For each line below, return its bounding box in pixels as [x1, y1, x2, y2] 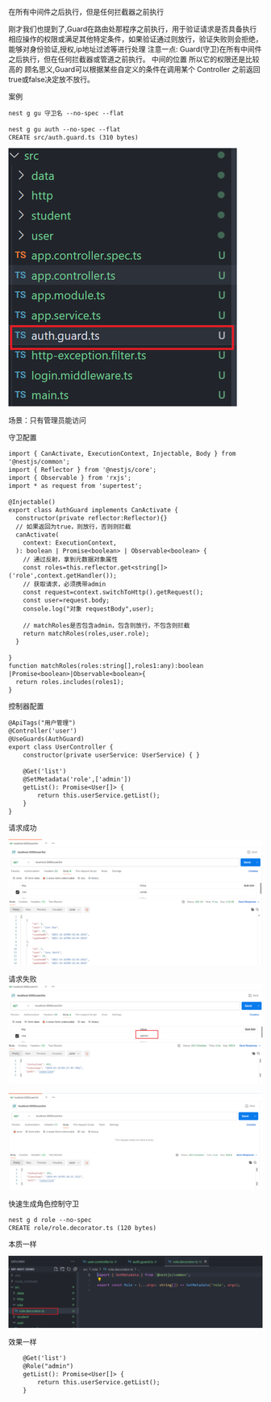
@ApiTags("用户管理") [8, 719, 77, 727]
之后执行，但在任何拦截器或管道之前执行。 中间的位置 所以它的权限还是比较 [8, 55, 260, 64]
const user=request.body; [23, 596, 110, 604]
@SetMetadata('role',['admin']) [23, 775, 131, 783]
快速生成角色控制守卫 [8, 1199, 79, 1208]
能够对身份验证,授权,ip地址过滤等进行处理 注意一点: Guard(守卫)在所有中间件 [8, 44, 262, 54]
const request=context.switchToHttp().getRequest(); [23, 588, 204, 596]
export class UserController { [8, 743, 114, 751]
